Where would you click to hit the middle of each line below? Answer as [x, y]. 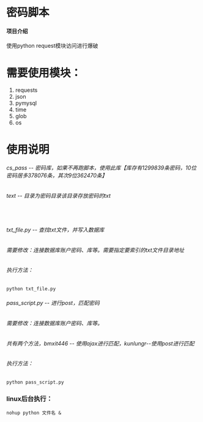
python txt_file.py [31, 288]
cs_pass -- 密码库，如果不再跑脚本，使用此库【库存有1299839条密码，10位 [102, 168]
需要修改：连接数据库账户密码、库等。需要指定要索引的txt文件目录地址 [95, 250]
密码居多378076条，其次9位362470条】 [57, 176]
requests [26, 90]
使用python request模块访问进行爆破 [53, 46]
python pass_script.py [35, 382]
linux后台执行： [30, 399]
